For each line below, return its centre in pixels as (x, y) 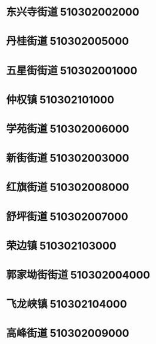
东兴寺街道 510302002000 (73, 12)
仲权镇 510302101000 (60, 99)
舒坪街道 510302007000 (67, 217)
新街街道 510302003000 (68, 158)
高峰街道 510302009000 (68, 333)
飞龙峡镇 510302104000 (67, 304)
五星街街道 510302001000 (72, 71)
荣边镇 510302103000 (61, 246)
